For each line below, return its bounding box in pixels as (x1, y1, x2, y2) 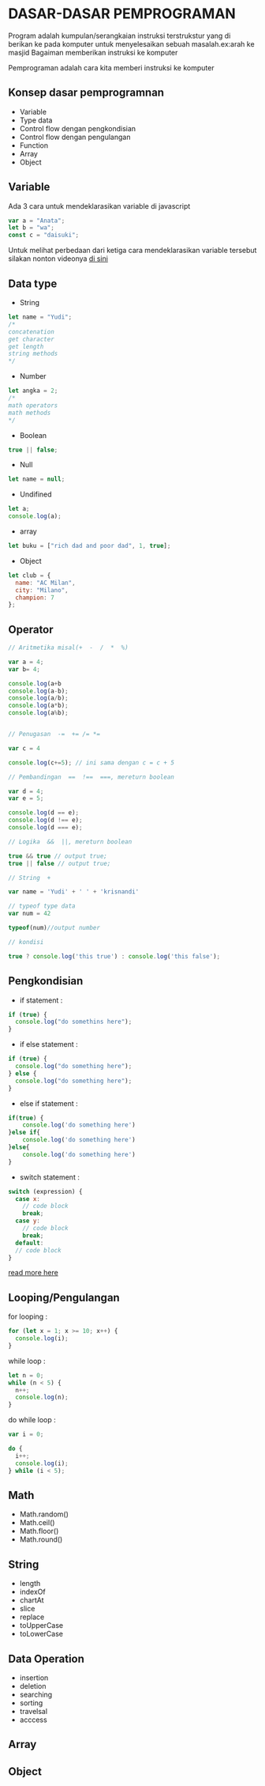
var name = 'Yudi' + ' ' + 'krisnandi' (8, 888, 140, 896)
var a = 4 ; (8, 658, 44, 666)
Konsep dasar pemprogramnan (8, 86, 164, 100)
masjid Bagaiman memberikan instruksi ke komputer (8, 47, 178, 57)
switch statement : (19, 1172, 80, 1182)
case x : (15, 1195, 41, 1203)
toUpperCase (19, 1621, 64, 1630)
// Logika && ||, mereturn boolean (8, 837, 132, 846)
